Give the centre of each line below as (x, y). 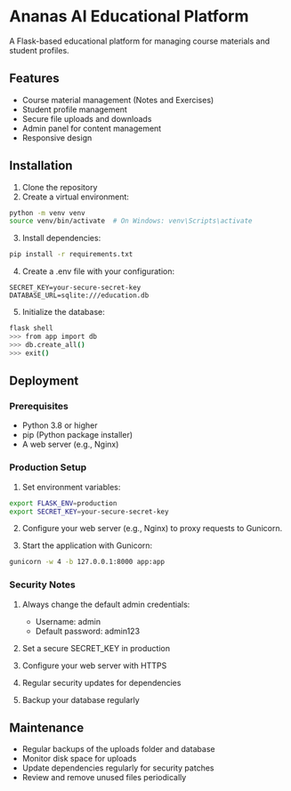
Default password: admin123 (88, 631)
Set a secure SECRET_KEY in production (96, 648)
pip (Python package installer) (77, 435)
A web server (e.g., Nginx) (70, 444)
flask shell (31, 328)
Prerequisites (39, 406)
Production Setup (48, 467)
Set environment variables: (71, 487)
